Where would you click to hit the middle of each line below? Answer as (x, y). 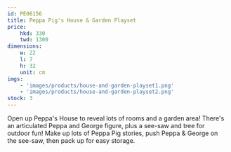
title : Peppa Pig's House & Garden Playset (72, 20)
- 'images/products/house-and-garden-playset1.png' (97, 85)
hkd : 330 (33, 33)
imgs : (15, 79)
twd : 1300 (34, 40)
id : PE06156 (25, 14)
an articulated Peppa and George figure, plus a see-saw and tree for (106, 126)
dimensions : (25, 46)
